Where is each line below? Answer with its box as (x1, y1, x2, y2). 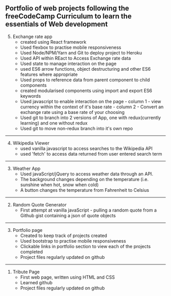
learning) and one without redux (20, 120, 88, 126)
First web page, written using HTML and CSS (20, 274, 115, 280)
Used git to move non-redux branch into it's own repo (20, 125, 133, 131)
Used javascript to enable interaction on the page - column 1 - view (20, 98, 161, 104)
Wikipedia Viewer (12, 140, 50, 146)
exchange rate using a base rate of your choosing (20, 109, 125, 115)
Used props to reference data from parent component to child (20, 76, 150, 83)
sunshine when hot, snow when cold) (20, 182, 99, 188)
